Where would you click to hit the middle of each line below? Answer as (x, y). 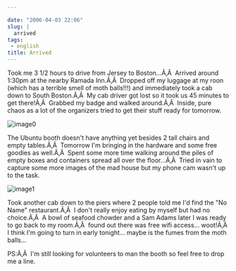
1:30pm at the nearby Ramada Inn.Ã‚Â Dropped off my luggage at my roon (116, 80)
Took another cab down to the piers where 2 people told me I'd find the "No (117, 203)
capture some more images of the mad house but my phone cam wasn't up (117, 168)
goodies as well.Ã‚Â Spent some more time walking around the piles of (110, 153)
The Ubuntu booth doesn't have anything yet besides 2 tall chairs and (108, 138)
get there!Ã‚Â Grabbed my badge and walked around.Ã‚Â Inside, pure (110, 103)
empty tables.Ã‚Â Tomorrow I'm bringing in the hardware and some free (112, 145)
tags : (15, 40)
